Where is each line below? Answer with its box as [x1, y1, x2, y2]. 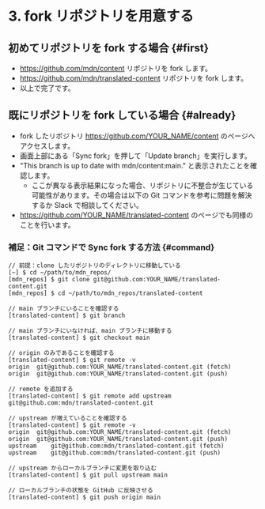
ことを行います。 [19, 220, 75, 229]
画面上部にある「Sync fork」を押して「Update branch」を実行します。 [19, 151, 252, 160]
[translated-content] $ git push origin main [8, 493, 161, 502]
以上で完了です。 [19, 84, 75, 92]
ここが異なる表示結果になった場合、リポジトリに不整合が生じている [31, 180, 254, 190]
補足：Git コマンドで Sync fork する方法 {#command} [8, 242, 215, 253]
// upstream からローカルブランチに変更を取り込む [8, 464, 157, 473]
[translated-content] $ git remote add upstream [8, 392, 172, 400]
